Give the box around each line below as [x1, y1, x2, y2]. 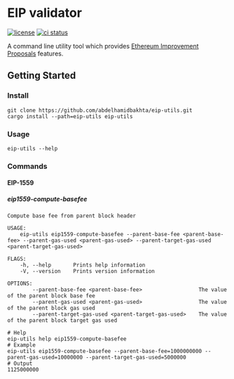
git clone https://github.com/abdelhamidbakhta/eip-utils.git [7, 107, 193, 114]
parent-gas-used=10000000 [7, 354, 83, 361]
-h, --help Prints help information [20, 262, 146, 269]
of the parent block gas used [7, 304, 96, 312]
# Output [7, 360, 33, 367]
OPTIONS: [7, 280, 33, 288]
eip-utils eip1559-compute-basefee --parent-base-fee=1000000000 [7, 348, 202, 355]
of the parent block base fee [7, 293, 96, 300]
